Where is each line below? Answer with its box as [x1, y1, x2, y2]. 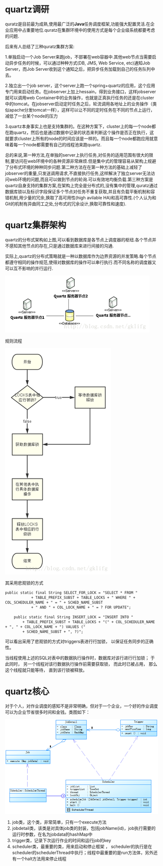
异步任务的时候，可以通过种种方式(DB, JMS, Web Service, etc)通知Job [9, 60, 150, 66]
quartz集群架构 [5, 220, 66, 231]
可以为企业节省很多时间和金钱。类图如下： [5, 709, 90, 715]
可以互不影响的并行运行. [5, 265, 53, 271]
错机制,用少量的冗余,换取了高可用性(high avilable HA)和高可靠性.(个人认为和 [5, 195, 157, 200]
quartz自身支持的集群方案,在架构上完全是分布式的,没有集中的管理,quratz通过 [5, 182, 158, 188]
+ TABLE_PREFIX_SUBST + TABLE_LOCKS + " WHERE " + [31, 595, 136, 600]
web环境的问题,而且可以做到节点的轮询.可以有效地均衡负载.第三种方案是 [9, 176, 154, 182]
